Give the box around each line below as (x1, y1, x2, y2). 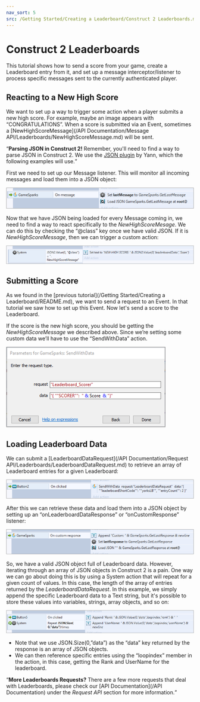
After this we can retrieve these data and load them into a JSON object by (6, 504, 187, 511)
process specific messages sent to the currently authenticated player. (6, 75, 177, 82)
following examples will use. (6, 158, 76, 165)
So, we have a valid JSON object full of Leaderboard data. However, (6, 560, 173, 567)
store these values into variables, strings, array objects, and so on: (6, 599, 170, 606)
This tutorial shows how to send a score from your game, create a (6, 62, 168, 69)
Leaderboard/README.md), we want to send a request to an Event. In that (6, 298, 188, 305)
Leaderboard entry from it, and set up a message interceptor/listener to (6, 69, 181, 76)
